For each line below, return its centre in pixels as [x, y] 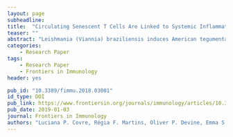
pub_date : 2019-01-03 [38, 110]
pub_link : [21, 103]
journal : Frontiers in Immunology [57, 116]
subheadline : [26, 20]
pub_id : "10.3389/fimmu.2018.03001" [60, 91]
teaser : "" [23, 33]
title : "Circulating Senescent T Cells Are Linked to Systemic [102, 26]
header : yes [24, 78]
